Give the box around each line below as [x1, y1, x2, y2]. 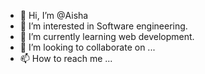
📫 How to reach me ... [19, 53, 113, 64]
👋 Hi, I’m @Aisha [19, 10, 89, 21]
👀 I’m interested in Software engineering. [19, 20, 188, 32]
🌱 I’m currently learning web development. [19, 31, 195, 42]
